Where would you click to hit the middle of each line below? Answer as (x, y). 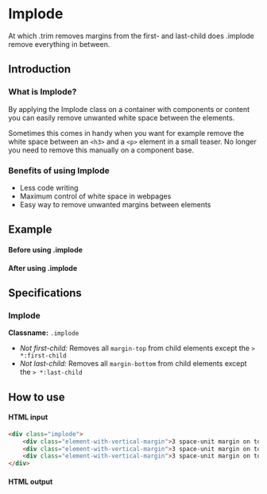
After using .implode (43, 268)
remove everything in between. (59, 44)
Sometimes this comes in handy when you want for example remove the (126, 133)
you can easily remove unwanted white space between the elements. (122, 118)
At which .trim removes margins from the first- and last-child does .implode (131, 36)
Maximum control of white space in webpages (95, 196)
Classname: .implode (44, 333)
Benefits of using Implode (59, 170)
